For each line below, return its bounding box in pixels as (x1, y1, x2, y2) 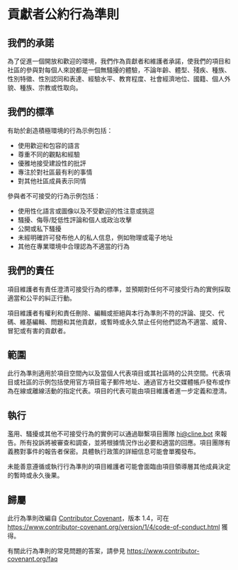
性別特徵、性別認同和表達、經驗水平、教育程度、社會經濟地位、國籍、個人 (7, 75, 225, 83)
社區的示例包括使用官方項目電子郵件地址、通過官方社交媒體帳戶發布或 (19, 378, 225, 386)
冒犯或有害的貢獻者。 (7, 326, 69, 335)
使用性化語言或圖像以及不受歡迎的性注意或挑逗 (17, 207, 154, 215)
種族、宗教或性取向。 (19, 83, 82, 92)
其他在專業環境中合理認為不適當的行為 (17, 242, 130, 250)
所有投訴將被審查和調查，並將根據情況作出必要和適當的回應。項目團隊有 (19, 438, 231, 447)
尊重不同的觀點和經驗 (17, 150, 80, 158)
